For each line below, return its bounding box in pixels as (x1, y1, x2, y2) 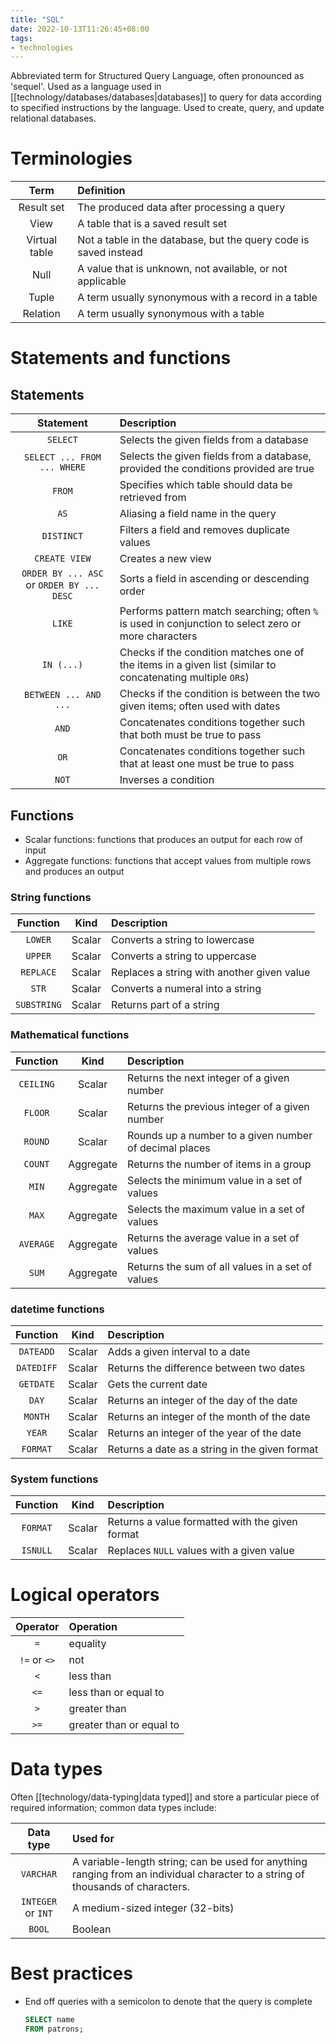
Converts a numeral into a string (111, 982, 262, 996)
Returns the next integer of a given (127, 1071, 290, 1085)
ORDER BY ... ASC (21, 568, 104, 580)
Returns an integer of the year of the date (107, 1426, 302, 1440)
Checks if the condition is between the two (119, 687, 321, 701)
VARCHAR (20, 1869, 58, 1880)
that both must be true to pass (119, 728, 262, 742)
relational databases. (10, 112, 97, 125)
